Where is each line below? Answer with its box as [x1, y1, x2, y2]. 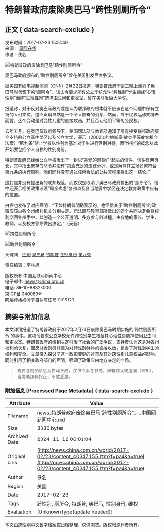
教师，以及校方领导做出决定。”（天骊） [5, 221, 82, 226]
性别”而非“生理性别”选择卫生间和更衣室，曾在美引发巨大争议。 [5, 95, 131, 101]
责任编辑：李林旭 [5, 262, 40, 268]
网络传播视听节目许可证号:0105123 [5, 297, 75, 302]
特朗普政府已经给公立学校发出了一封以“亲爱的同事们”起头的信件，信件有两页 [5, 157, 159, 162]
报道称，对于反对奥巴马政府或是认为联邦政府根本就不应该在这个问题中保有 [5, 106, 155, 111]
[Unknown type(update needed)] [37, 509, 113, 515]
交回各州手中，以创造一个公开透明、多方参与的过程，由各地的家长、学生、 [9, 214, 159, 220]
